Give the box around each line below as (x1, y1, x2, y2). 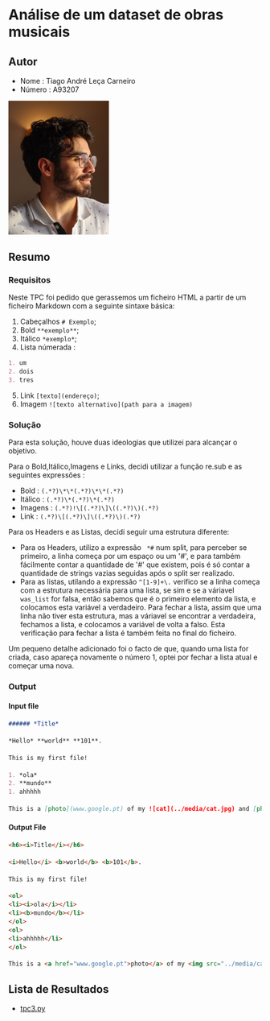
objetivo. (8, 446, 38, 456)
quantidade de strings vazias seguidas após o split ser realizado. (19, 568, 235, 578)
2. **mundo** (8, 779, 52, 787)
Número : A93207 (19, 85, 80, 94)
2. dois (8, 368, 35, 376)
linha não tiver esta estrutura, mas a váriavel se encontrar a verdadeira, (19, 611, 256, 621)
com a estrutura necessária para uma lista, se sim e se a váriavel (19, 585, 235, 595)
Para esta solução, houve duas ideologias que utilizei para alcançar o (8, 437, 238, 448)
